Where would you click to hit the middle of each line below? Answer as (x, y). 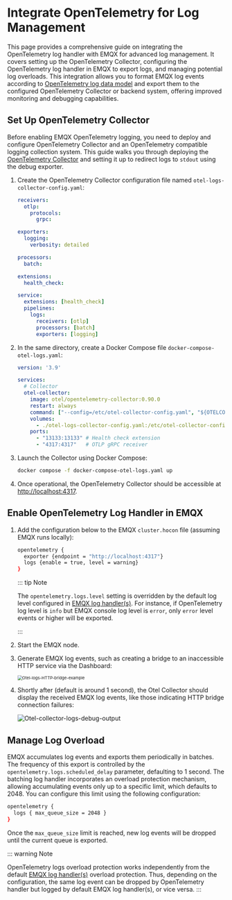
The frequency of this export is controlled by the (76, 764)
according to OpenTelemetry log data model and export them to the (103, 83)
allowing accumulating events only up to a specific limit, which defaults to (112, 786)
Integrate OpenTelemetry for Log (103, 13)
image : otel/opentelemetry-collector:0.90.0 (95, 399)
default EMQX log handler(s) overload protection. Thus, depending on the (112, 874)
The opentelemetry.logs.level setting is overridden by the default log (117, 596)
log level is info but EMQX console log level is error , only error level (115, 611)
